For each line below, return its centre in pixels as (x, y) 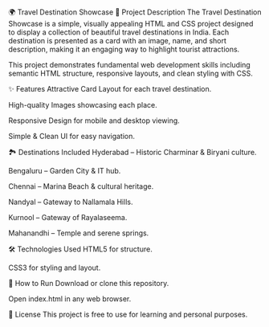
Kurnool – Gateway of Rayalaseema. (68, 217)
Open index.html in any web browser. (70, 299)
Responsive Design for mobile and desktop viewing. (94, 121)
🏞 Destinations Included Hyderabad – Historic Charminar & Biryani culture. (132, 152)
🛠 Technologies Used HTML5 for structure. (80, 249)
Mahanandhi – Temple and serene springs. (79, 233)
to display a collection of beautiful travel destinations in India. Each (119, 32)
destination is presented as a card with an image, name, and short (118, 41)
